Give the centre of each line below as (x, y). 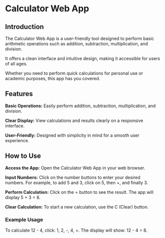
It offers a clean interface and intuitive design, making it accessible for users (82, 59)
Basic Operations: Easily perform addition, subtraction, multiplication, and (81, 106)
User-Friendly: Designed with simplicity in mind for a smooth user (72, 135)
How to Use (23, 156)
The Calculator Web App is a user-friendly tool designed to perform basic (80, 38)
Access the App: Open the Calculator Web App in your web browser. (75, 168)
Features (19, 94)
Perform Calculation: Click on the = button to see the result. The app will (79, 192)
